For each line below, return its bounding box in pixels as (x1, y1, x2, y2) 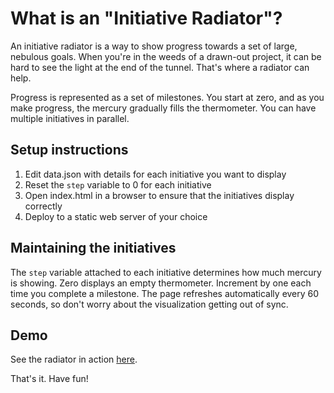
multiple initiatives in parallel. (10, 112, 130, 124)
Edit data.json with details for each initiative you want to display (24, 168, 287, 180)
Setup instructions (10, 142, 129, 159)
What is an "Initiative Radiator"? (10, 7, 283, 30)
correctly (24, 200, 63, 212)
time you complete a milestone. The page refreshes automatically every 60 (10, 287, 320, 299)
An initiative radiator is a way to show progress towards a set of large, (10, 40, 298, 52)
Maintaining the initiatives (10, 240, 177, 257)
